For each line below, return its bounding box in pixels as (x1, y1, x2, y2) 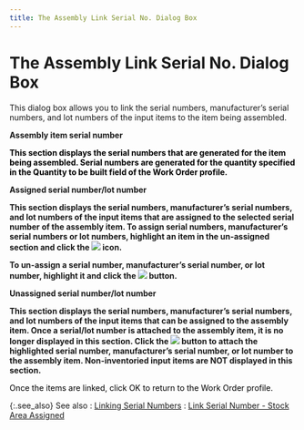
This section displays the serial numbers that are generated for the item (9, 147, 287, 158)
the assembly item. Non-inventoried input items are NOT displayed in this (9, 354, 293, 365)
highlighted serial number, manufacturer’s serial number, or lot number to (9, 345, 294, 356)
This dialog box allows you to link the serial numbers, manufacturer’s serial (9, 102, 289, 113)
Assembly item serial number (9, 129, 123, 140)
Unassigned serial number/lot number (9, 288, 157, 299)
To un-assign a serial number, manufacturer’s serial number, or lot (9, 259, 266, 270)
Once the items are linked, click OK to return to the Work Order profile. (9, 382, 273, 393)
